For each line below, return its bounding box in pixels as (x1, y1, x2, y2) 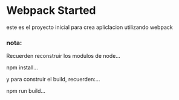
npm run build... (6, 87, 46, 95)
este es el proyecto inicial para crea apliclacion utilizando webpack (6, 23, 174, 31)
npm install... (6, 64, 38, 71)
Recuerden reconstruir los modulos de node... (6, 52, 121, 60)
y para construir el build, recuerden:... (6, 76, 100, 83)
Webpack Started (6, 4, 96, 17)
